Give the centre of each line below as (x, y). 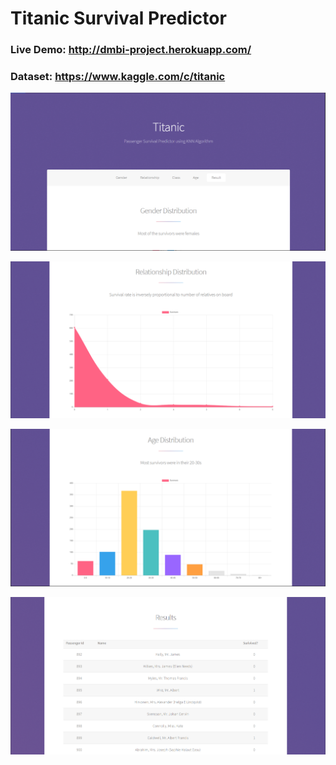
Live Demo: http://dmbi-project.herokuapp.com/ (131, 50)
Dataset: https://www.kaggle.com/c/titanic (118, 77)
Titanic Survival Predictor (118, 18)
